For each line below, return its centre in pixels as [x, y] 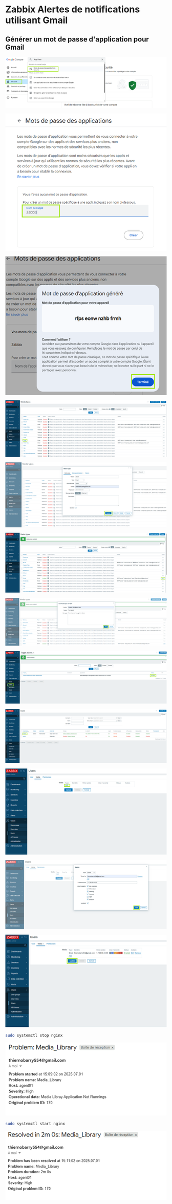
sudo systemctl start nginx [35, 1124]
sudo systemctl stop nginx [34, 1035]
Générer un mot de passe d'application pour [77, 39]
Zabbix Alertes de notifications [73, 9]
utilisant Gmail [37, 20]
